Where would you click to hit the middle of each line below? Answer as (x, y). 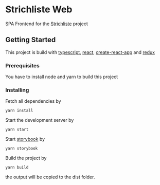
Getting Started (31, 40)
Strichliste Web (39, 10)
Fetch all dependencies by (33, 101)
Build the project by (26, 158)
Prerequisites (22, 65)
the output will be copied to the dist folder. (50, 177)
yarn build (17, 168)
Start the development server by (40, 120)
